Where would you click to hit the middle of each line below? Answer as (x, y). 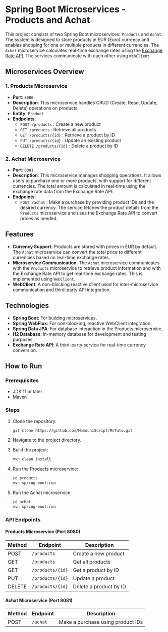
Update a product (94, 578)
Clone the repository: (35, 421)
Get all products (92, 561)
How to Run (24, 366)
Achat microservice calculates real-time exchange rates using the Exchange (84, 50)
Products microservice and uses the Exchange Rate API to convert (89, 213)
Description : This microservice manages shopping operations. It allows (87, 175)
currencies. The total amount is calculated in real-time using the (79, 186)
